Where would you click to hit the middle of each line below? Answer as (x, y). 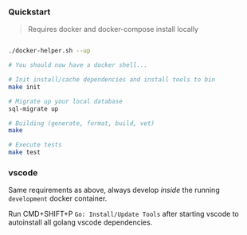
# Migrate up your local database (66, 101)
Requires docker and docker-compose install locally (113, 29)
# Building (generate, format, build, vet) (82, 123)
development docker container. (58, 198)
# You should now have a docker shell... (78, 65)
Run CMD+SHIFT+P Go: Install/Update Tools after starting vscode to (123, 214)
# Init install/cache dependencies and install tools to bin (112, 80)
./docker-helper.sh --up (49, 51)
